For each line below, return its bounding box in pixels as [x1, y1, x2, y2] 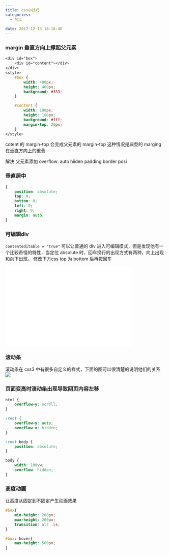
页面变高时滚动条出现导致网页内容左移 [5, 385, 99, 393]
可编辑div [5, 230, 29, 237]
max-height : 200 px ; [14, 517, 56, 522]
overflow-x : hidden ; [14, 425, 58, 430]
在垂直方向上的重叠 [5, 148, 46, 154]
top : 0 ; [14, 194, 31, 199]
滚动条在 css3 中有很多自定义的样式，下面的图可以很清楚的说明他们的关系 [5, 366, 161, 372]
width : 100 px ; [23, 108, 53, 113]
